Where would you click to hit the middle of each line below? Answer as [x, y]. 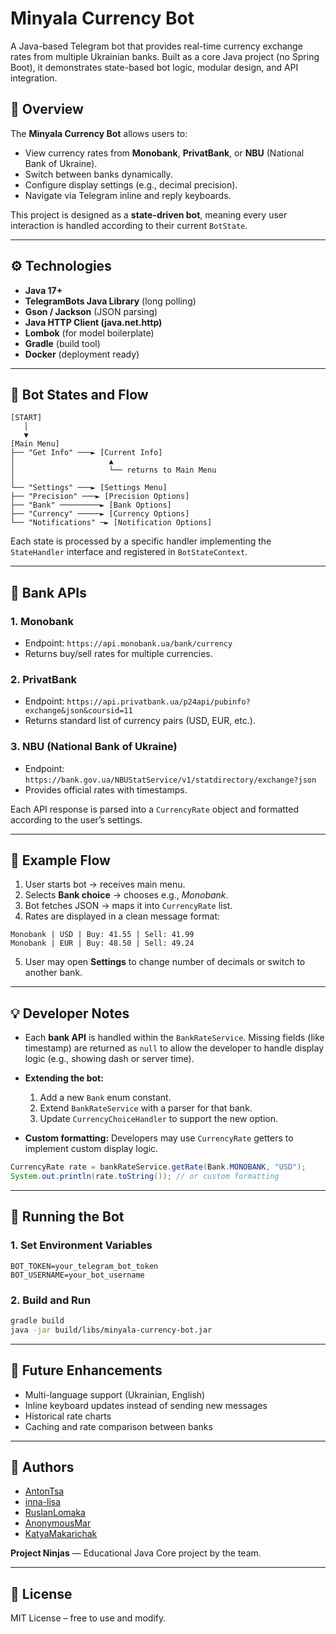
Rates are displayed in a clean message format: [122, 916]
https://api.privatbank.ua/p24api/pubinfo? [158, 702]
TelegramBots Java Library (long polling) [110, 301]
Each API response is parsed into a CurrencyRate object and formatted [155, 809]
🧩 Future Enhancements [86, 1370]
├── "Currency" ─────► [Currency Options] [100, 514]
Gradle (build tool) [62, 343]
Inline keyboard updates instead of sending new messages [146, 1405]
